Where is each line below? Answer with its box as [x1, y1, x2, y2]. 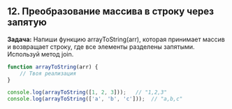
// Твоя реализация [20, 70, 77, 77]
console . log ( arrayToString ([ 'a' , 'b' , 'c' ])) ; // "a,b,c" [7, 96, 183, 103]
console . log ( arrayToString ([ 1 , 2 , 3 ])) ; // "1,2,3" [7, 89, 168, 96]
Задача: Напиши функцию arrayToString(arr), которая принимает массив [7, 35, 225, 43]
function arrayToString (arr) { [7, 63, 99, 71]
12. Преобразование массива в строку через [7, 6, 215, 17]
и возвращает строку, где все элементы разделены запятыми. [7, 42, 195, 51]
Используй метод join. [7, 50, 74, 58]
